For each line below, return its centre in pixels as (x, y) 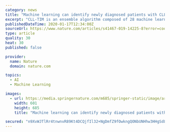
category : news (21, 10)
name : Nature (24, 61)
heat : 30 (14, 43)
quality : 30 (18, 38)
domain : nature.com (30, 66)
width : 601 (26, 103)
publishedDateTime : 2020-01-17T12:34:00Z (50, 24)
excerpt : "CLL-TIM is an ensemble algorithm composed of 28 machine (79, 19)
